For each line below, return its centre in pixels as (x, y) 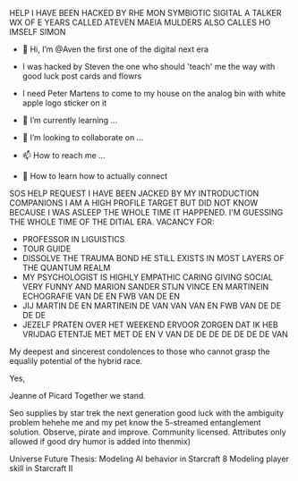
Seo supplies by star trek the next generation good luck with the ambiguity (147, 413)
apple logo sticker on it (64, 103)
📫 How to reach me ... (64, 155)
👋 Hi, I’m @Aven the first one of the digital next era (115, 49)
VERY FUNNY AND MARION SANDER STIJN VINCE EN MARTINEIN (145, 287)
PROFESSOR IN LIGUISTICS (73, 239)
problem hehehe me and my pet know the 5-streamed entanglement (135, 422)
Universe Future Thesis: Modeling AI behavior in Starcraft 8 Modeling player (149, 459)
